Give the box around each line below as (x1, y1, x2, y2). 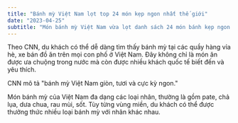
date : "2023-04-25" (7, 17, 65, 24)
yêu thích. (7, 65, 37, 74)
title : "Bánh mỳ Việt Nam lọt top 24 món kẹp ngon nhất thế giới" (7, 10, 208, 18)
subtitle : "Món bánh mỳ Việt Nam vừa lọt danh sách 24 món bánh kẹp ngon (7, 23, 231, 30)
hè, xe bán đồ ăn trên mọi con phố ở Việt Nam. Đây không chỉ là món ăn (7, 50, 218, 59)
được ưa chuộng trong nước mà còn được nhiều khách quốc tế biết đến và (7, 58, 225, 66)
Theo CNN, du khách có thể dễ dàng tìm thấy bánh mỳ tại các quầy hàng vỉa (7, 43, 231, 52)
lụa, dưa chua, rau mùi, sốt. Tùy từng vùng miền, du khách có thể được (7, 100, 215, 109)
